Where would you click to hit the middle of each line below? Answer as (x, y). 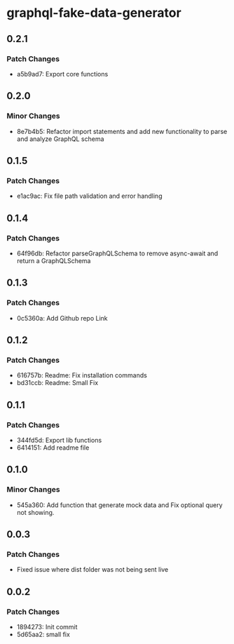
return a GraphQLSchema (54, 260)
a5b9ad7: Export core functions (62, 74)
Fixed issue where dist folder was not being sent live (92, 570)
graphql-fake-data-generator (94, 13)
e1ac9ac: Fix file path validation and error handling (89, 196)
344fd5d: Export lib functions (59, 440)
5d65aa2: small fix (43, 635)
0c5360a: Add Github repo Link (62, 318)
